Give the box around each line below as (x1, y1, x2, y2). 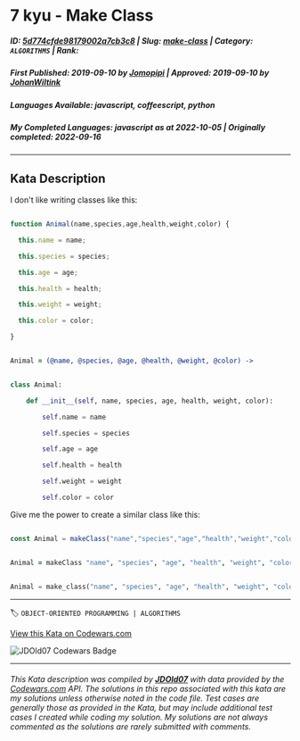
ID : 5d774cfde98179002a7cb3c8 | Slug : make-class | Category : (10, 35, 254, 46)
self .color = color (42, 493, 115, 503)
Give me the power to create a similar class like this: (10, 509, 201, 520)
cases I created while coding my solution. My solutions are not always (10, 712, 269, 723)
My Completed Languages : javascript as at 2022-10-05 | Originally (10, 121, 266, 132)
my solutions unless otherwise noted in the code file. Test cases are (10, 693, 260, 704)
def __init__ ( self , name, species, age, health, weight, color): (26, 396, 274, 405)
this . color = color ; (18, 316, 94, 326)
